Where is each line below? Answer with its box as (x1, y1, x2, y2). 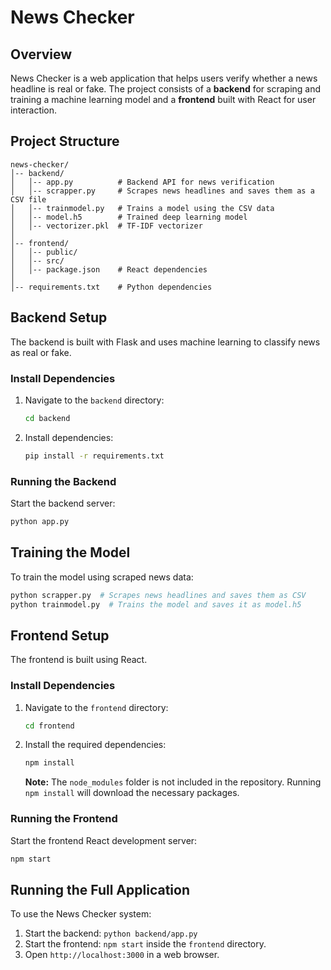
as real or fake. (10, 346, 72, 358)
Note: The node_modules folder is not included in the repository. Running (24, 776, 322, 788)
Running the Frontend (10, 812, 118, 826)
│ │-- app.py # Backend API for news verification (10, 177, 275, 187)
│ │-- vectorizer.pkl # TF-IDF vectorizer (10, 221, 203, 231)
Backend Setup (10, 309, 108, 326)
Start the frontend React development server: (10, 834, 198, 846)
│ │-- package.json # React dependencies (10, 264, 208, 275)
